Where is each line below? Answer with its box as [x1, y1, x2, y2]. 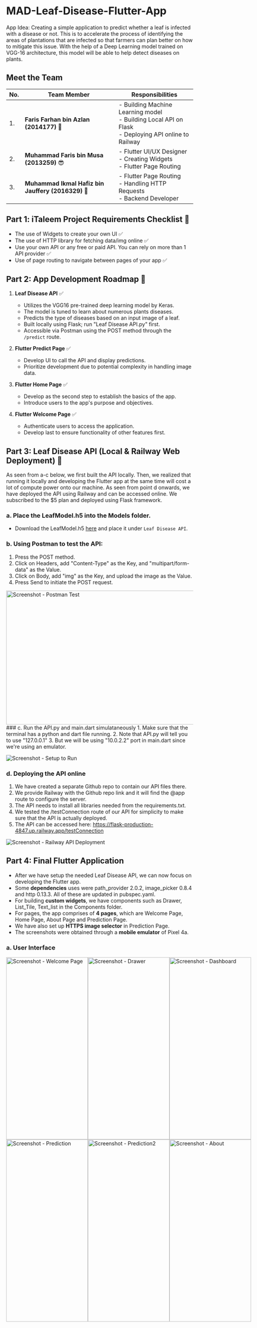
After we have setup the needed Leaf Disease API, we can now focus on [14, 872, 192, 879]
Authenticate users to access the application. [23, 422, 135, 430]
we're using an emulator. [6, 743, 66, 750]
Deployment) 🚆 [6, 455, 62, 465]
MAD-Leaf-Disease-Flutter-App [6, 4, 167, 18]
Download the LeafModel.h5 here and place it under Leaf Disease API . [14, 525, 188, 532]
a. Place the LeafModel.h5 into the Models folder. [6, 512, 151, 520]
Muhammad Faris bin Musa [24, 151, 104, 159]
